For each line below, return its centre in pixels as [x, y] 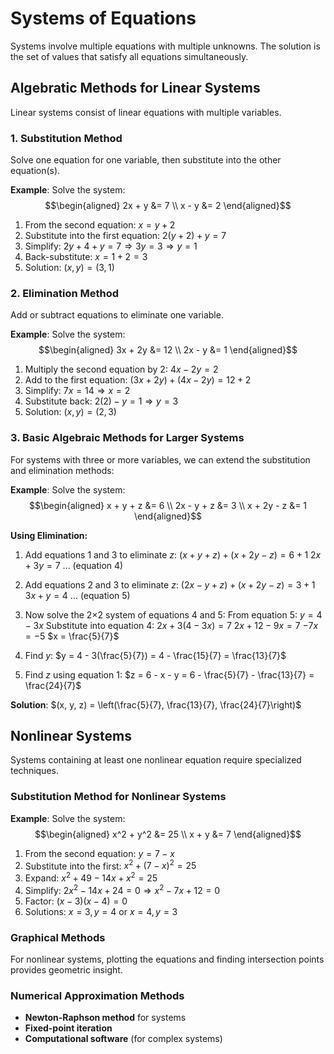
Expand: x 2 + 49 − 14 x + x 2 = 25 [91, 877]
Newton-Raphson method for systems [105, 1018]
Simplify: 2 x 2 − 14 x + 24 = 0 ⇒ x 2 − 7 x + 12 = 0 [122, 889]
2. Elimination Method [65, 293]
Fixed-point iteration [68, 1028]
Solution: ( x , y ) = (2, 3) [70, 412]
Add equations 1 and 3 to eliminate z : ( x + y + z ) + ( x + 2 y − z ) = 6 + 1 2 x [173, 554]
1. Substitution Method [66, 138]
